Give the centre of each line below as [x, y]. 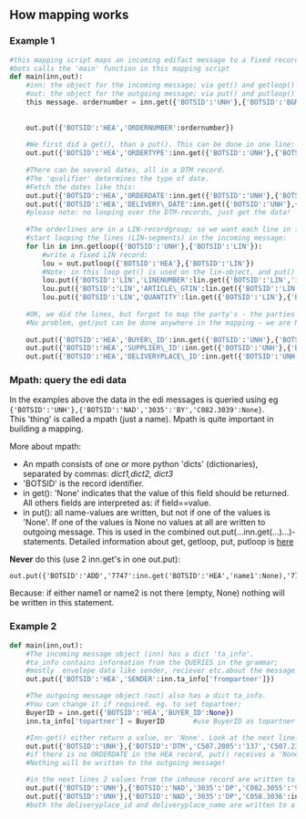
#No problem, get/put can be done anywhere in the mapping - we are [158, 323]
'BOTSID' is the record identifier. [83, 483]
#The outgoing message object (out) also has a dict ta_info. [146, 696]
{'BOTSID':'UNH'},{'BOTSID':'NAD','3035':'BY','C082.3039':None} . [137, 409]
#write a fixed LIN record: [95, 254]
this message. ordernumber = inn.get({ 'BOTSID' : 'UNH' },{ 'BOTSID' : [154, 103]
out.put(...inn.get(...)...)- [251, 532]
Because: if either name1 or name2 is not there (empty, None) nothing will [147, 593]
